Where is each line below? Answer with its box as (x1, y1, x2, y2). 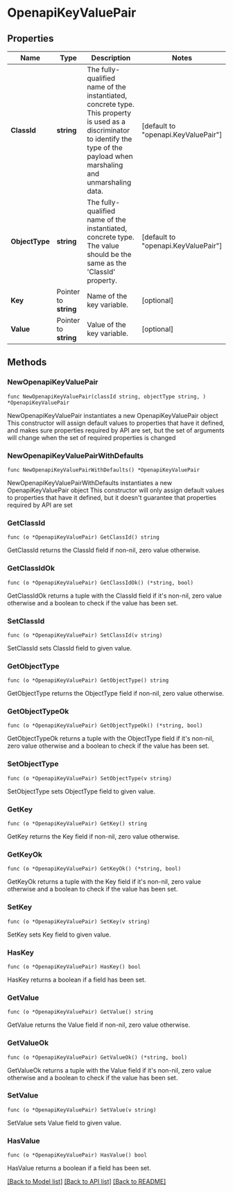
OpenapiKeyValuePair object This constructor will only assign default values (7, 486, 225, 494)
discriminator (86, 126, 130, 135)
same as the (86, 258, 127, 268)
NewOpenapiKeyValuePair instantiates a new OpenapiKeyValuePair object (7, 411, 218, 419)
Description (91, 53, 131, 62)
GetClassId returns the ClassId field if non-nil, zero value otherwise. (7, 546, 201, 555)
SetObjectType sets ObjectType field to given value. (7, 787, 156, 796)
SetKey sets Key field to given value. (7, 930, 112, 939)
